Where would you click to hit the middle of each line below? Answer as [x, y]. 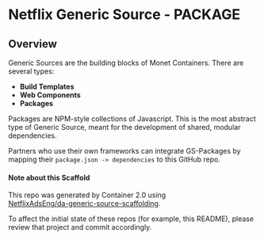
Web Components [50, 95]
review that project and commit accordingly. [80, 227]
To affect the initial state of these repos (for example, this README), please [131, 219]
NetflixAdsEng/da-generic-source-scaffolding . [84, 204]
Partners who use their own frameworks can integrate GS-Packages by [124, 151]
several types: [31, 71]
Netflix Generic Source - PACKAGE [124, 15]
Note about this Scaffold [49, 177]
